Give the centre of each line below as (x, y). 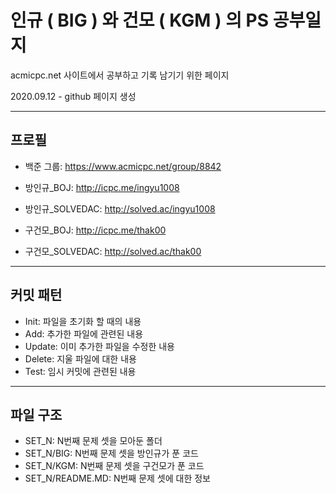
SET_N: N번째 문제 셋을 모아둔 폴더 (93, 441)
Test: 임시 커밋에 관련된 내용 (80, 371)
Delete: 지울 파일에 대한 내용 (80, 358)
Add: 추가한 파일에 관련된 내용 (84, 333)
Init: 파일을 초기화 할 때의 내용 (83, 321)
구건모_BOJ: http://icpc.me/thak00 (95, 230)
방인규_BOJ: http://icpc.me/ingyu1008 (102, 187)
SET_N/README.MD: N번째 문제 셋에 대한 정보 (117, 478)
